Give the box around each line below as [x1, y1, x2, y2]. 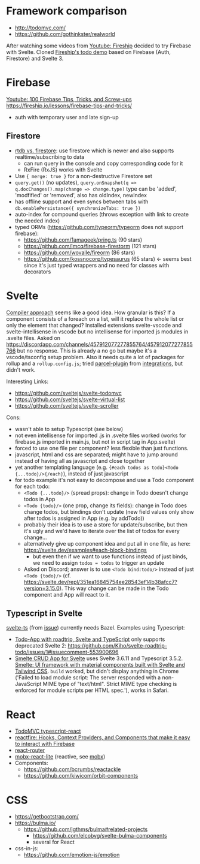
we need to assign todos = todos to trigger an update [32, 559, 165, 566]
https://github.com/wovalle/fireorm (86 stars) [23, 249, 136, 256]
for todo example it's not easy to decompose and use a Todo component [14, 476, 194, 483]
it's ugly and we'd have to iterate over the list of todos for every [23, 527, 180, 534]
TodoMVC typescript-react [14, 727, 81, 735]
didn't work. [6, 366, 36, 373]
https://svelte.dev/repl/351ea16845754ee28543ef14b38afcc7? [23, 578, 178, 585]
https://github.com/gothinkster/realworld [14, 30, 115, 37]
